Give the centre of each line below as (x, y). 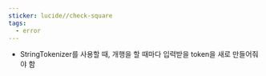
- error (28, 30)
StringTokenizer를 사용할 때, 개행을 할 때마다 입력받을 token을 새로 (125, 54)
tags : (17, 23)
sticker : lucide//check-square (60, 16)
